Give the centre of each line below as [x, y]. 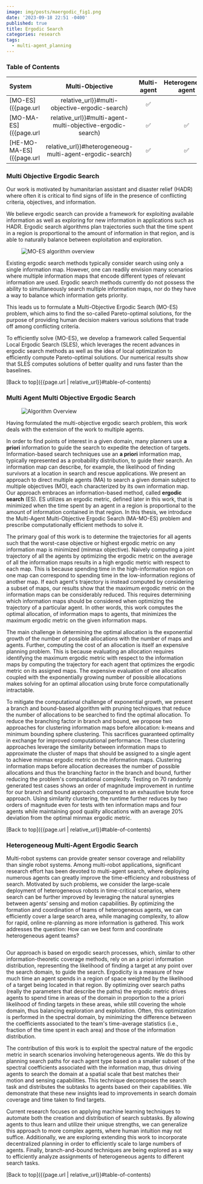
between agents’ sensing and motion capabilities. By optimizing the [90, 903]
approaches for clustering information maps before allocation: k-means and [100, 727]
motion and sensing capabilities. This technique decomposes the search [96, 1080]
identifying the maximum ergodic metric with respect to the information [95, 658]
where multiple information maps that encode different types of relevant [96, 276]
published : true [27, 23]
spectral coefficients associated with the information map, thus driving [94, 1068]
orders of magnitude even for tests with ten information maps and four [94, 804]
